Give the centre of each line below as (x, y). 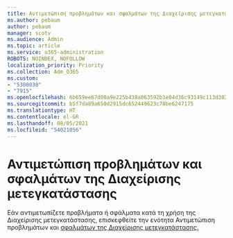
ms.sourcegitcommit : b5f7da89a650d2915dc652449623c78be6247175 (101, 104)
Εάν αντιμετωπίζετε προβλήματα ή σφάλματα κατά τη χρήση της (102, 213)
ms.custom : (23, 78)
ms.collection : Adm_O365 (43, 71)
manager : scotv (29, 33)
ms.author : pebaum (34, 20)
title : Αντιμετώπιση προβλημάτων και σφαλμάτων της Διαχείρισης (102, 14)
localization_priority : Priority (55, 65)
